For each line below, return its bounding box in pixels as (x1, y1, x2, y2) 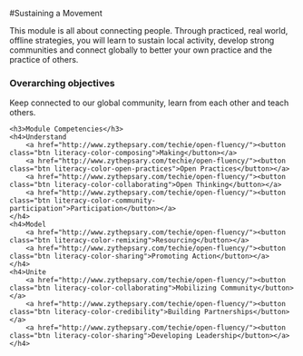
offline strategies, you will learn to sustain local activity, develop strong (9, 35, 275, 45)
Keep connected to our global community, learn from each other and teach (9, 97, 289, 108)
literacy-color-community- (54, 196, 156, 205)
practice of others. (9, 54, 79, 64)
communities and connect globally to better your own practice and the (9, 44, 272, 55)
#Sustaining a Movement (9, 8, 103, 18)
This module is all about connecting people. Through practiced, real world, (9, 25, 288, 35)
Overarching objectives (9, 76, 115, 89)
